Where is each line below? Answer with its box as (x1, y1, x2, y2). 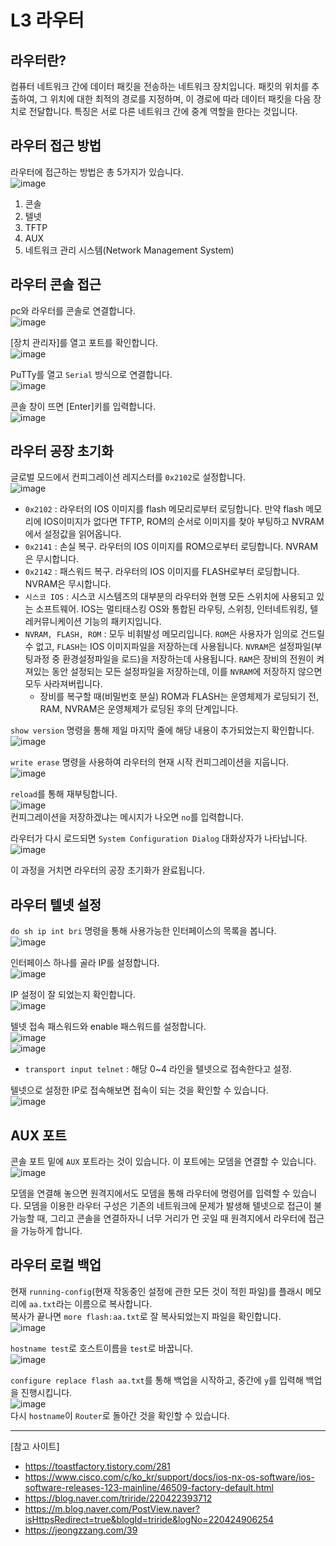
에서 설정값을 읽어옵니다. (24, 528, 122, 540)
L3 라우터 (10, 9, 85, 32)
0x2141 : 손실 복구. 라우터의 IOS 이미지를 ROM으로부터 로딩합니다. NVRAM (24, 541, 319, 553)
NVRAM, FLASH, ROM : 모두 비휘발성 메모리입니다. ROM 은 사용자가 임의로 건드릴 (24, 628, 325, 640)
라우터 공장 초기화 (10, 443, 114, 460)
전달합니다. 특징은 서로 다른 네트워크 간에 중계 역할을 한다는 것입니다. (28, 106, 298, 117)
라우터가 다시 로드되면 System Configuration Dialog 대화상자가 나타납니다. (10, 832, 308, 845)
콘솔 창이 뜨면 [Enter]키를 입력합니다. (10, 400, 156, 412)
